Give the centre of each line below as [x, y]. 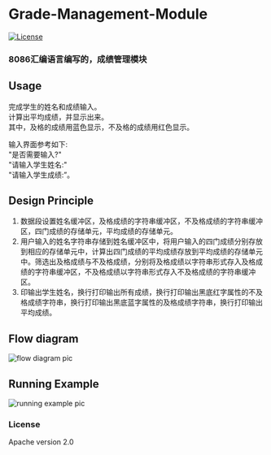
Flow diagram [44, 338]
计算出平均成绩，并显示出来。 [58, 117]
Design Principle [51, 201]
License [24, 425]
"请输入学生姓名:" [38, 164]
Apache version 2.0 [42, 442]
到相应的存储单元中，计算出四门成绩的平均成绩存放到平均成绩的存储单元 [141, 252]
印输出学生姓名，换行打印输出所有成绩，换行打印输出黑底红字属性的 [134, 292]
